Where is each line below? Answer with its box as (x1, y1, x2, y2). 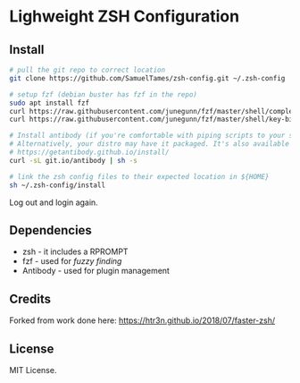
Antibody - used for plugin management (21, 266, 170, 277)
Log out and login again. (9, 197, 98, 208)
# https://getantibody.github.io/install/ (9, 148, 170, 157)
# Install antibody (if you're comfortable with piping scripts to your (9, 132, 286, 140)
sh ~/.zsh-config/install (9, 181, 105, 190)
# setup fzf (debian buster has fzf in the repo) (9, 89, 198, 99)
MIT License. (9, 364, 57, 375)
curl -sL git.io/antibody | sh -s (9, 156, 138, 165)
